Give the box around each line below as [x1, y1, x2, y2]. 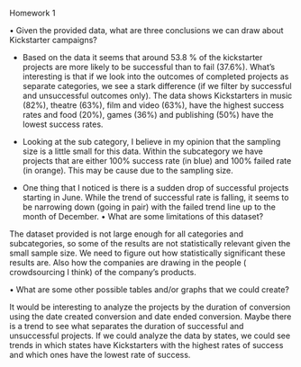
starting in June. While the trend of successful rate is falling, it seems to [22, 192, 289, 202]
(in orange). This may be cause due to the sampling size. [22, 166, 234, 175]
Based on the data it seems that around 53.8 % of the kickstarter [22, 52, 263, 62]
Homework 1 [9, 8, 56, 18]
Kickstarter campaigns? [9, 35, 97, 45]
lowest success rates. [22, 119, 104, 130]
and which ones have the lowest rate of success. [9, 350, 191, 360]
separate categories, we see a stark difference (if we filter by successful [22, 81, 292, 91]
